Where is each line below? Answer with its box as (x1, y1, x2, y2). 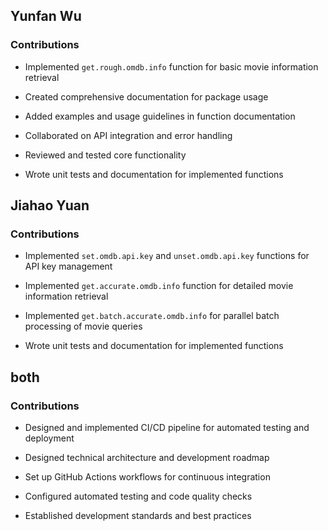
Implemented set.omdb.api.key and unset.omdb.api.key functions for (24, 250, 310, 262)
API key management (24, 260, 113, 273)
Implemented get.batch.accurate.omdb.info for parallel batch (24, 310, 280, 322)
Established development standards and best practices (24, 510, 252, 522)
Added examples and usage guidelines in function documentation (24, 110, 296, 122)
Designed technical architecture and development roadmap (24, 452, 270, 464)
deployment (24, 432, 75, 444)
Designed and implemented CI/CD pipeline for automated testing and (24, 422, 310, 434)
